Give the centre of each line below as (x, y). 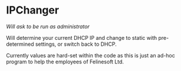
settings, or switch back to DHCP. (76, 44)
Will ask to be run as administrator (48, 26)
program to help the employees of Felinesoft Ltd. (65, 62)
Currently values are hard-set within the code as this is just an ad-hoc (90, 55)
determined (20, 44)
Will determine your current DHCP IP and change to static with (82, 38)
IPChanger (33, 10)
